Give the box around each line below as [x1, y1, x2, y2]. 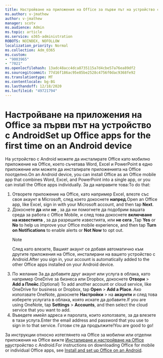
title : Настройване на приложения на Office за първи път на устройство [5, 7, 155, 12]
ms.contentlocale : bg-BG [5, 79, 55, 84]
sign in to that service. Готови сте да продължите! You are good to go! [12, 323, 154, 328]
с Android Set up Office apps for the [5, 130, 151, 141]
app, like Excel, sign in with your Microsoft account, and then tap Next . [12, 202, 154, 208]
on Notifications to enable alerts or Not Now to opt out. [12, 228, 124, 233]
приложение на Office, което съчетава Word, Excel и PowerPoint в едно [5, 161, 153, 167]
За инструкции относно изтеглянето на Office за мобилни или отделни [5, 332, 152, 338]
